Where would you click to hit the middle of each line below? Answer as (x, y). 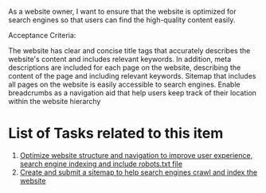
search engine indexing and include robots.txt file (101, 164)
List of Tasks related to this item (116, 133)
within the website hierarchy (55, 101)
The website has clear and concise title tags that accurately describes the (129, 50)
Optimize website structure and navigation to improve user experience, (136, 155)
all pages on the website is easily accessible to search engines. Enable (124, 84)
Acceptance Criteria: (42, 35)
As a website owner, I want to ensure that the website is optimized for (122, 12)
